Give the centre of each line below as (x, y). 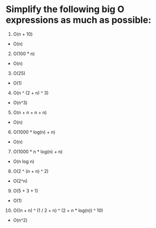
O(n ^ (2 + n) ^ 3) (31, 93)
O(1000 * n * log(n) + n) (38, 151)
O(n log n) (24, 161)
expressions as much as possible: (79, 20)
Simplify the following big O (65, 9)
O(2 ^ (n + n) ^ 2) (31, 171)
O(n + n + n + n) (30, 112)
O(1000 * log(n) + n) (34, 132)
